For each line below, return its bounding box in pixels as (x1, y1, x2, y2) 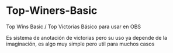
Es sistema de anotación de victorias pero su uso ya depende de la (6, 34, 168, 41)
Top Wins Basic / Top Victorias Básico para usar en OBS (6, 23, 141, 30)
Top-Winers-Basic (6, 4, 98, 17)
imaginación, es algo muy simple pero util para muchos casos (6, 40, 155, 47)
